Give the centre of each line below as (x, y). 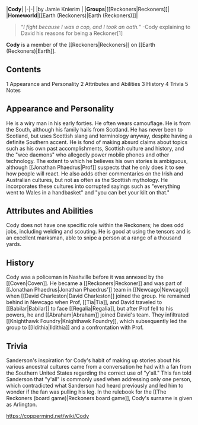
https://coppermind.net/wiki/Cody (48, 416)
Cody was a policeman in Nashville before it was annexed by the (85, 277)
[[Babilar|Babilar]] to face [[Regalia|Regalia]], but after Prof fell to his (90, 309)
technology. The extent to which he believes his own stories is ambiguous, (97, 161)
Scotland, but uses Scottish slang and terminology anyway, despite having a (99, 136)
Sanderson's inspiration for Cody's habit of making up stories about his (93, 360)
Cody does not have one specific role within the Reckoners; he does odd (95, 225)
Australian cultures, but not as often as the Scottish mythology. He (87, 180)
